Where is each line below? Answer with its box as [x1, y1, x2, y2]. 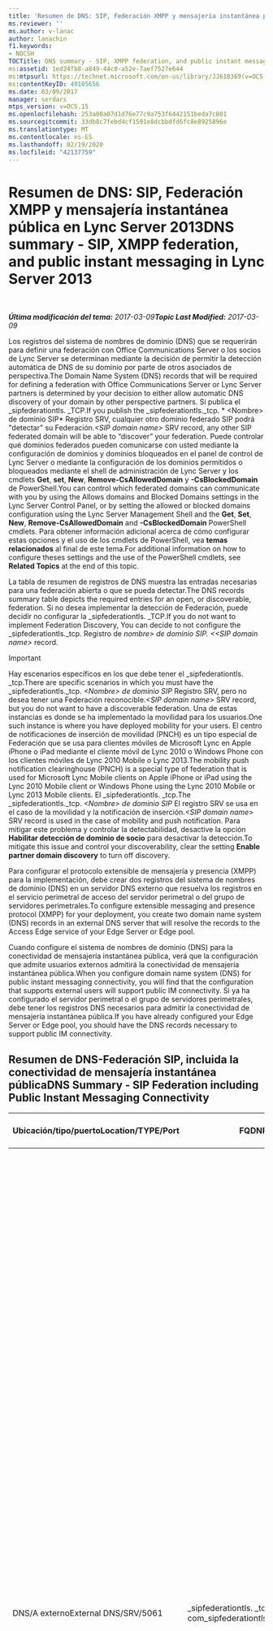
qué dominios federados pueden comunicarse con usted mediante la [8, 440, 240, 450]
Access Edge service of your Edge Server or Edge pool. [8, 927, 195, 936]
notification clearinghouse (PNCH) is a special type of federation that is [8, 764, 248, 774]
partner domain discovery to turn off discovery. [8, 851, 171, 861]
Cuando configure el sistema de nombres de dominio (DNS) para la [8, 943, 233, 953]
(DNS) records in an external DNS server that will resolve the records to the [8, 918, 261, 928]
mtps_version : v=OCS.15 [8, 102, 89, 111]
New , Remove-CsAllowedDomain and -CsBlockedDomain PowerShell [8, 518, 246, 528]
